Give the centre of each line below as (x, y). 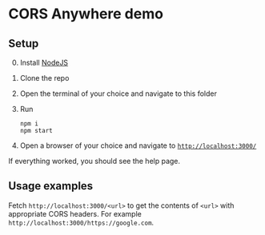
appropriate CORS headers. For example (75, 213)
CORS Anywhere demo (86, 14)
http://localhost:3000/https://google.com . (81, 222)
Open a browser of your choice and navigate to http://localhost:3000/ (138, 145)
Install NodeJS (44, 62)
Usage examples (51, 186)
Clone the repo (44, 78)
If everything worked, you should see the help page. (94, 161)
